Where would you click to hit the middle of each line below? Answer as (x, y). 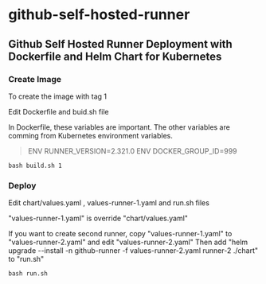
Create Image (35, 79)
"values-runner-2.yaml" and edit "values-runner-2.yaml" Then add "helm (128, 242)
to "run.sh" (26, 259)
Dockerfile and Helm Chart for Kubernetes (115, 56)
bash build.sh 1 (35, 165)
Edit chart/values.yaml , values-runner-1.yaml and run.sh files (109, 203)
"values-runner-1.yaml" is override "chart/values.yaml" (98, 218)
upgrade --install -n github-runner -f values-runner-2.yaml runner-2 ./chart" (133, 251)
